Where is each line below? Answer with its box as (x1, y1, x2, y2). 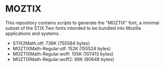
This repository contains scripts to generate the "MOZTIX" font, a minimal (5, 20, 159, 26)
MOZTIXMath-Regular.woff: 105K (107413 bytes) (12, 51, 114, 57)
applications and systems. (5, 30, 60, 36)
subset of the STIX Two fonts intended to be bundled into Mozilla (5, 25, 141, 31)
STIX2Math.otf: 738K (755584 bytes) (12, 40, 90, 46)
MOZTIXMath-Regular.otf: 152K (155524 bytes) (12, 45, 111, 51)
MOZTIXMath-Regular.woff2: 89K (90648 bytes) (12, 56, 114, 62)
